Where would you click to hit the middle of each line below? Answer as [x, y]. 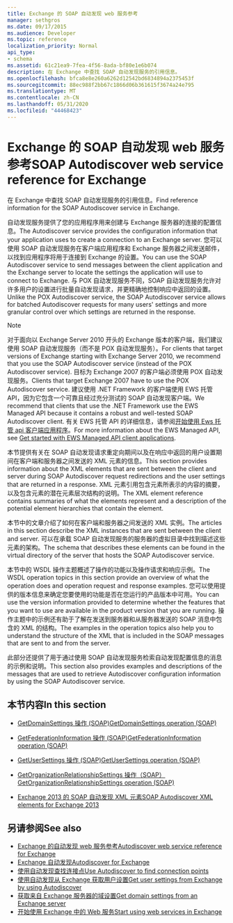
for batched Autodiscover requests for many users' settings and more [107, 304]
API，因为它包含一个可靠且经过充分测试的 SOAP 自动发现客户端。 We [106, 398]
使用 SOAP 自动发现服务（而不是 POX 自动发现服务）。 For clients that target [115, 348]
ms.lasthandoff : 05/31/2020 [48, 104]
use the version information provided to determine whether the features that [116, 602]
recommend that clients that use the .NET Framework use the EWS [103, 406]
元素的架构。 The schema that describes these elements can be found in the [116, 547]
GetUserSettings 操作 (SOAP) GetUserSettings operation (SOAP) [109, 760]
